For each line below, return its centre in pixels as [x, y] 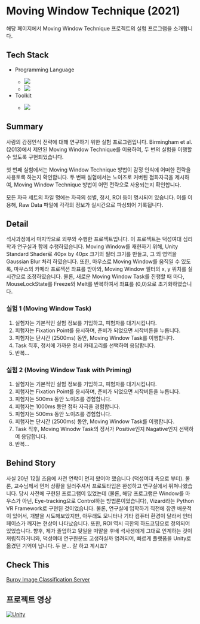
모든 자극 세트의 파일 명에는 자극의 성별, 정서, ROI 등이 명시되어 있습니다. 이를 [96, 197]
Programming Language [44, 70]
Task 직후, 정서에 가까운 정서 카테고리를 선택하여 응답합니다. [85, 345]
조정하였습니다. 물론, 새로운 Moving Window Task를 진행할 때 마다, [106, 276]
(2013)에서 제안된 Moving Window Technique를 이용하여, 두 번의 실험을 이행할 [99, 149]
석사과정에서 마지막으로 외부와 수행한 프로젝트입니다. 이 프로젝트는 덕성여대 [94, 239]
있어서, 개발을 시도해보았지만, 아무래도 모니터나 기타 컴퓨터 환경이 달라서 [97, 516]
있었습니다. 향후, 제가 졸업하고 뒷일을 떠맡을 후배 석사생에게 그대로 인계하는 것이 [99, 530]
